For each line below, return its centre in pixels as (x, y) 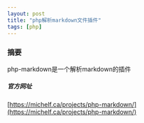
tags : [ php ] (24, 27)
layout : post (26, 14)
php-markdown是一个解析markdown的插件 (69, 69)
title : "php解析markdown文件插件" (54, 20)
